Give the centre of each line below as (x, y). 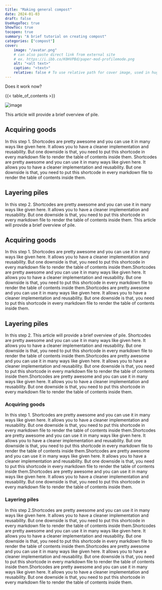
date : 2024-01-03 (22, 14)
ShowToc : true (19, 28)
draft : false (18, 18)
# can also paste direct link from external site (65, 54)
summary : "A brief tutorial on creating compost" (56, 37)
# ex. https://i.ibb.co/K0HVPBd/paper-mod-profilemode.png (74, 59)
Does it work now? (23, 86)
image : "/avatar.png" (35, 50)
